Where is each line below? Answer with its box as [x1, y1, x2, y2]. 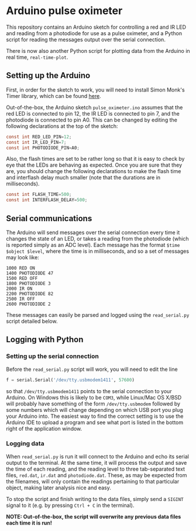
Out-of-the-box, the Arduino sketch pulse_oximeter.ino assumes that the [6, 104, 183, 111]
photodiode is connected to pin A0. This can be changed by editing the [6, 116, 177, 123]
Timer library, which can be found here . [6, 92, 101, 99]
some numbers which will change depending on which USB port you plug [6, 406, 183, 413]
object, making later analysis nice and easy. [6, 484, 111, 491]
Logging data [6, 439, 45, 448]
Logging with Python [6, 334, 84, 344]
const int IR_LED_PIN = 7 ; [6, 139, 67, 145]
